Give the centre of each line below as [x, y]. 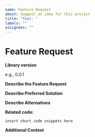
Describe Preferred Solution [34, 93]
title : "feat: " [21, 18]
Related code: [19, 112]
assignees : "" [19, 28]
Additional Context [25, 130]
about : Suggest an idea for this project [48, 14]
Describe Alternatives [28, 103]
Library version [21, 65]
